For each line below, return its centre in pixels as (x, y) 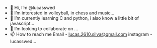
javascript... (22, 23)
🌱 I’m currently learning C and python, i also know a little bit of (74, 18)
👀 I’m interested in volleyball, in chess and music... (62, 13)
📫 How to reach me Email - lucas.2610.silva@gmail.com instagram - (81, 34)
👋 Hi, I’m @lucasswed (32, 8)
